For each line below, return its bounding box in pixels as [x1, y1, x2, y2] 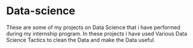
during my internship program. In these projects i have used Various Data [6, 30, 188, 37]
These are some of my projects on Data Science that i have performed [6, 24, 180, 31]
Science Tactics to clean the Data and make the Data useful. [6, 36, 156, 43]
